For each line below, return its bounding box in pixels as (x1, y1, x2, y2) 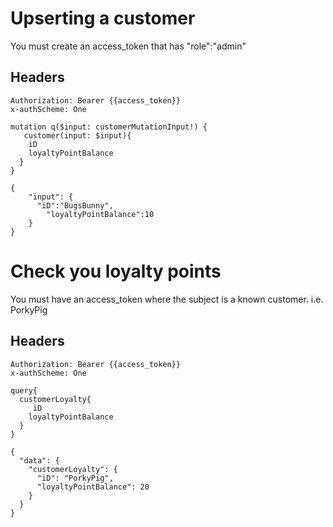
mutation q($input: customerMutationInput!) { (10, 122, 208, 132)
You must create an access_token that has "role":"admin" (10, 40, 247, 52)
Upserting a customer (10, 7, 196, 30)
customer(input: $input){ (23, 130, 132, 141)
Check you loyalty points (10, 260, 222, 282)
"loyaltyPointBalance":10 (46, 209, 155, 219)
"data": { (19, 455, 60, 466)
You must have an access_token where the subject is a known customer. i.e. (10, 293, 324, 305)
